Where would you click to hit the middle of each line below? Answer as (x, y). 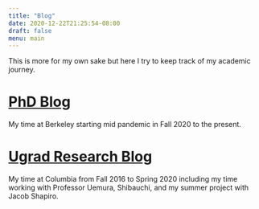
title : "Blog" (32, 16)
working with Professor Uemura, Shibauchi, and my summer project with (129, 188)
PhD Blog (39, 102)
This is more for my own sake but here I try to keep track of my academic (129, 61)
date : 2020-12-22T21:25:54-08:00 (64, 23)
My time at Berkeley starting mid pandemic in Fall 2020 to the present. (125, 125)
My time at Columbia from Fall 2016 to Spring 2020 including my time (123, 179)
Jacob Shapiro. (33, 196)
